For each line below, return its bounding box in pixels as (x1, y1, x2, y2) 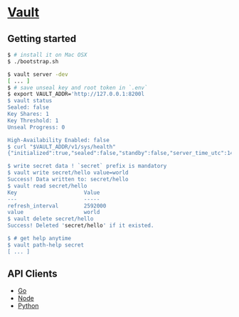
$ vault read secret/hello (7, 182, 87, 189)
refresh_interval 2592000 (7, 202, 107, 210)
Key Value (7, 189, 100, 196)
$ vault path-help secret (7, 241, 84, 249)
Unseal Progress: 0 (7, 124, 65, 131)
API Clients (7, 268, 58, 280)
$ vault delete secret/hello (7, 215, 94, 222)
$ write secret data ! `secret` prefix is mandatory (7, 163, 167, 170)
